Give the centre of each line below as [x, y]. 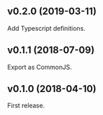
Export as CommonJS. [40, 67]
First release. [26, 106]
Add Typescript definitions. [46, 28]
